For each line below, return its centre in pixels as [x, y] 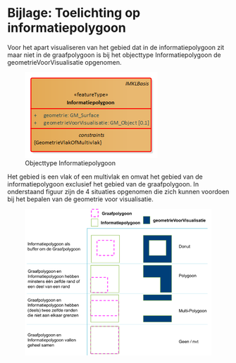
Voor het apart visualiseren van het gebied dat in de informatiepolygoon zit [116, 47]
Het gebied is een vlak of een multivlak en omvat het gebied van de [105, 177]
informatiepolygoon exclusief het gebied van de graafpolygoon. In [103, 184]
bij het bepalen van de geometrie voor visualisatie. [80, 199]
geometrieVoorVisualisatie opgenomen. [64, 62]
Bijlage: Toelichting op [74, 13]
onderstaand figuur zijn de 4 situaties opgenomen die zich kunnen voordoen [118, 191]
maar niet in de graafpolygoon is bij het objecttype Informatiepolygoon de [114, 55]
